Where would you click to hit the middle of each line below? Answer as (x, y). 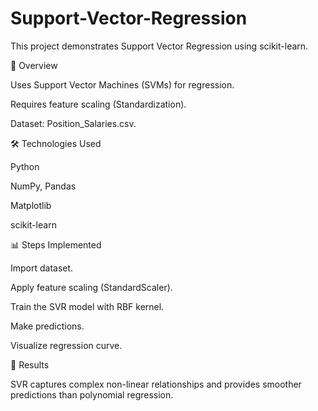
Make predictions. (47, 326)
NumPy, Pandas (43, 186)
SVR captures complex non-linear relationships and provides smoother (156, 384)
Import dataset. (42, 268)
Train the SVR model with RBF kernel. (87, 306)
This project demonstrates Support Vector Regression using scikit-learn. (159, 46)
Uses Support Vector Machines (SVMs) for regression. (122, 84)
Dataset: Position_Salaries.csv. (73, 123)
